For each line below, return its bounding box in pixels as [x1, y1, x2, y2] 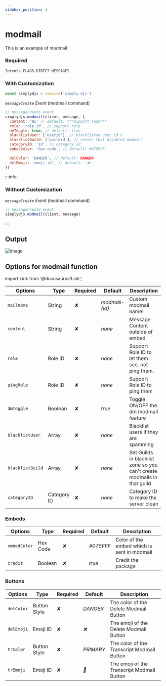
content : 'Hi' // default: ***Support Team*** [9, 119, 107, 124]
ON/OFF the [129, 402, 157, 409]
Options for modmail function [5, 262, 98, 271]
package [115, 563, 136, 570]
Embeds [5, 515, 26, 522]
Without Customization [5, 186, 62, 193]
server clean [129, 500, 159, 507]
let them [129, 355, 148, 362]
